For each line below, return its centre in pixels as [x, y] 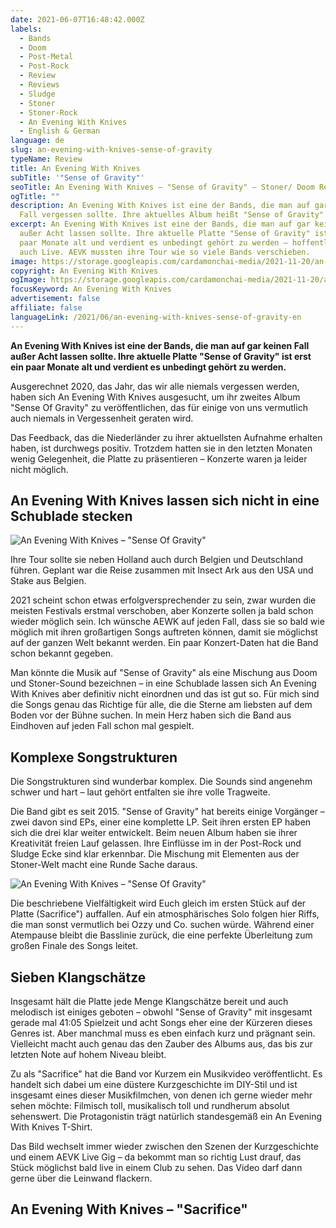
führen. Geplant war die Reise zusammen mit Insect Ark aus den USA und [162, 570]
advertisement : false [55, 299]
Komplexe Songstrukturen [94, 757]
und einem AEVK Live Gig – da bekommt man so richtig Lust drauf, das [156, 1157]
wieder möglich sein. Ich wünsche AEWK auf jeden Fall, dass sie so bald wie [167, 622]
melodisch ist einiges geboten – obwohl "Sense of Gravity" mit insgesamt [161, 1012]
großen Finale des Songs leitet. [74, 946]
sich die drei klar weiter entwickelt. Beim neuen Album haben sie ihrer [154, 833]
